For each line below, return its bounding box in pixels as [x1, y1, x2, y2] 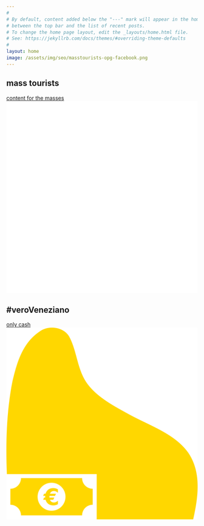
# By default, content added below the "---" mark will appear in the [6, 16, 189, 23]
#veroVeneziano [6, 304, 70, 315]
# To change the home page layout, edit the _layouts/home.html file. [6, 29, 189, 35]
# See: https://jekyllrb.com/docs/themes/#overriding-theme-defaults [6, 35, 186, 42]
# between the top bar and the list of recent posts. [6, 23, 146, 29]
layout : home [6, 49, 39, 55]
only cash [6, 321, 31, 328]
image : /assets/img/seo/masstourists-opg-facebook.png [6, 55, 148, 61]
